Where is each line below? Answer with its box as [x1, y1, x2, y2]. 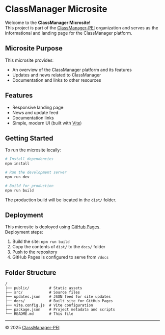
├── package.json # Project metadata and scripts [5, 307, 115, 312]
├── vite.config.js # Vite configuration [5, 303, 93, 308]
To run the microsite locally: [5, 147, 61, 153]
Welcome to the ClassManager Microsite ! [5, 20, 91, 25]
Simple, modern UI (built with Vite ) [12, 120, 82, 126]
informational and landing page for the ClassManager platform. [5, 30, 133, 36]
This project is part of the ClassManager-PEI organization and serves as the [5, 24, 159, 30]
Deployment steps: [5, 229, 43, 235]
